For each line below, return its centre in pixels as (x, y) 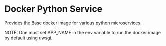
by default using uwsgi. (29, 38)
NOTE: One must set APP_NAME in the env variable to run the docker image (83, 32)
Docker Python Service (54, 9)
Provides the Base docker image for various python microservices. (73, 23)
